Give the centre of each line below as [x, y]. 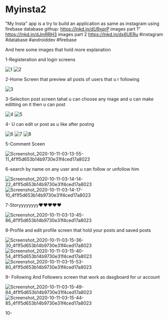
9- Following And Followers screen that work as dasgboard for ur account [83, 277]
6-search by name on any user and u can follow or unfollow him [72, 169]
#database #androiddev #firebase [41, 40]
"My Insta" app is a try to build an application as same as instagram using [82, 23]
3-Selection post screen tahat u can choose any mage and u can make [79, 99]
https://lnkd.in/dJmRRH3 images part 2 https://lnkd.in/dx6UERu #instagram [84, 34]
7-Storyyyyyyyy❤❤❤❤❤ [34, 205]
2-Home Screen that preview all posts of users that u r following [73, 79]
